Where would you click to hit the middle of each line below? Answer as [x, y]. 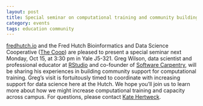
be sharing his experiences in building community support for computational [101, 71]
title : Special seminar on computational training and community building [102, 17]
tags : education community [40, 29]
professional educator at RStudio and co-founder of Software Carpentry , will [101, 65]
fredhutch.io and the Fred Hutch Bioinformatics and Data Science [88, 46]
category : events [28, 23]
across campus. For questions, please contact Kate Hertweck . [84, 97]
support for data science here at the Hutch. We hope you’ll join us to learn [98, 84]
